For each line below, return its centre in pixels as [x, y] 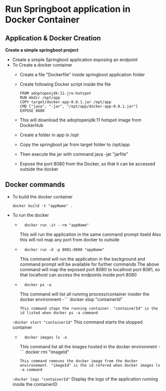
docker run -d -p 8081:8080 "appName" [64, 250]
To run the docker [31, 215]
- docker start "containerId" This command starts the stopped [78, 322]
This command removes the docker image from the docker [79, 361]
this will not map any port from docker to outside [70, 239]
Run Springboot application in [68, 9]
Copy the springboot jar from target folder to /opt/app [75, 145]
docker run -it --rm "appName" [57, 225]
